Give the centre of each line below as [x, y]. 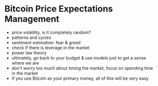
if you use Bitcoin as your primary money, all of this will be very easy [80, 78]
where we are [25, 63]
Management [32, 19]
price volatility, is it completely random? [51, 32]
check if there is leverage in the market [51, 48]
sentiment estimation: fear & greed [46, 42]
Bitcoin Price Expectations [59, 9]
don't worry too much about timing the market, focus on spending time [82, 68]
